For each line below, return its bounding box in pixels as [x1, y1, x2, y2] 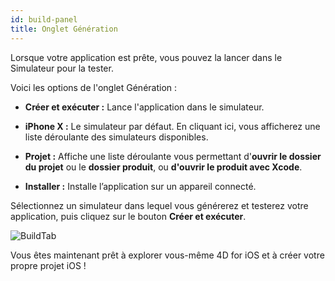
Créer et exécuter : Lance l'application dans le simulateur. [24, 101, 265, 113]
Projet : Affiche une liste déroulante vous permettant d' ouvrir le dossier [24, 150, 322, 162]
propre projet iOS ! [10, 259, 87, 271]
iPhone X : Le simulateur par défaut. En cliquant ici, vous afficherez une [24, 120, 321, 132]
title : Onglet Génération [10, 24, 118, 34]
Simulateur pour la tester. [10, 62, 114, 74]
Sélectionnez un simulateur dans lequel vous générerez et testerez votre [10, 199, 309, 211]
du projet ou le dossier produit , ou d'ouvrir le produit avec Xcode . [24, 161, 303, 173]
